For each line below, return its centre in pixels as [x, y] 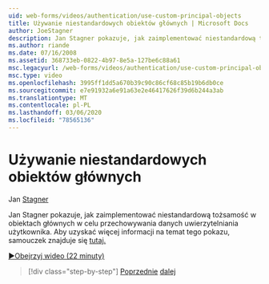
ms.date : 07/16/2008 [43, 53]
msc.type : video [35, 75]
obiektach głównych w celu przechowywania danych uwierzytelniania [123, 223]
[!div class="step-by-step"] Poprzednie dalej [102, 271]
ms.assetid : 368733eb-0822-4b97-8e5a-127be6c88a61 [94, 61]
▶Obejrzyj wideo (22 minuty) [56, 256]
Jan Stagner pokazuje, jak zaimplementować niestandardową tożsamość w [132, 214]
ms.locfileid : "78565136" [51, 120]
